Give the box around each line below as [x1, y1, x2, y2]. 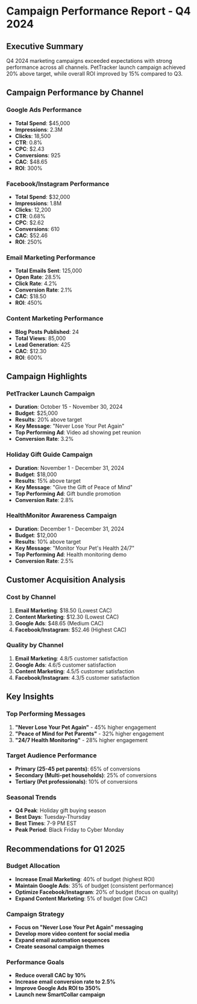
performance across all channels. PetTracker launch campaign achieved [6, 64, 186, 71]
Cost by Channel [6, 593, 56, 601]
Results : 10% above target [14, 538, 81, 545]
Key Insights [6, 691, 54, 702]
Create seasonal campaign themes [14, 943, 104, 950]
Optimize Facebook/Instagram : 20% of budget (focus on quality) [14, 888, 179, 896]
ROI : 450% [14, 299, 43, 307]
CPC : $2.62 [14, 219, 44, 226]
